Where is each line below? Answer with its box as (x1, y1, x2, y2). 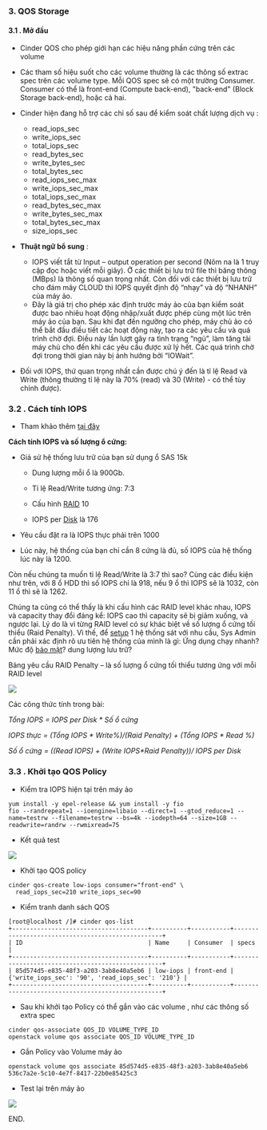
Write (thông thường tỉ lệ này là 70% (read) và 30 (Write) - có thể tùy (19, 375, 246, 385)
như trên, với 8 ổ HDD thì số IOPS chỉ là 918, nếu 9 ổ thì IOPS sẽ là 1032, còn (8, 579, 259, 588)
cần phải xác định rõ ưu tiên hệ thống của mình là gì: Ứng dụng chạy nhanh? (8, 636, 260, 646)
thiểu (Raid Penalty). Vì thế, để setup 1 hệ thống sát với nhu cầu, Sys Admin (8, 628, 257, 638)
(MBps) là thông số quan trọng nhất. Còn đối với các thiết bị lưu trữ (31, 274, 253, 284)
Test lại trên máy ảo (19, 1084, 86, 1093)
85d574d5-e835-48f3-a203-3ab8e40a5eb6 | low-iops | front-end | (15, 967, 234, 975)
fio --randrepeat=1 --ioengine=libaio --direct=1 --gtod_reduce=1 (8, 807, 234, 815)
